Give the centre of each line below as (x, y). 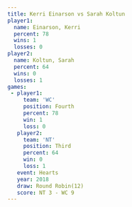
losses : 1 (28, 80)
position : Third (47, 147)
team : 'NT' (39, 139)
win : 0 (33, 160)
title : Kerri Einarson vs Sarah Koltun (66, 14)
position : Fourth (49, 107)
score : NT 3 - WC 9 (45, 193)
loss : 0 (34, 126)
